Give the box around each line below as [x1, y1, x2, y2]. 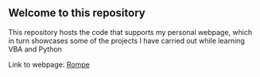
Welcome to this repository [8, 6, 146, 20]
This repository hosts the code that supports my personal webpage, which [8, 27, 253, 37]
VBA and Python [8, 44, 62, 54]
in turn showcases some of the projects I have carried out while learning [8, 36, 245, 45]
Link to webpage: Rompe [8, 60, 90, 69]
